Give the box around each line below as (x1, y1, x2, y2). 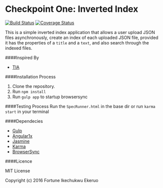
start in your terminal (5, 109, 49, 114)
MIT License (5, 168, 31, 174)
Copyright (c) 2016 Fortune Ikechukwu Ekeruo (5, 177, 98, 183)
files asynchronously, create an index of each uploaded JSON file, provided (5, 35, 159, 40)
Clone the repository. (12, 83, 55, 89)
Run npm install (12, 88, 46, 94)
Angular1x (12, 133, 33, 139)
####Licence (5, 158, 33, 164)
